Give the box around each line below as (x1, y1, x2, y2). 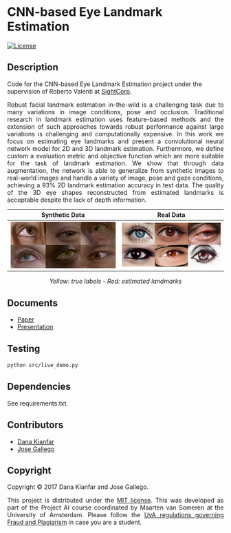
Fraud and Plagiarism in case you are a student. (7, 518, 142, 527)
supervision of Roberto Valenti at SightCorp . (7, 87, 132, 95)
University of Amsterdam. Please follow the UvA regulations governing (7, 511, 225, 519)
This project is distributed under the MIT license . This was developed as (7, 497, 224, 505)
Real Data (157, 211, 186, 219)
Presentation (16, 323, 54, 331)
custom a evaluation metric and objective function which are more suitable (7, 151, 224, 160)
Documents (7, 297, 58, 309)
